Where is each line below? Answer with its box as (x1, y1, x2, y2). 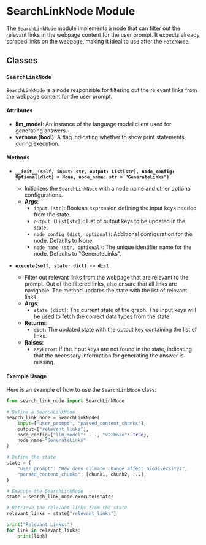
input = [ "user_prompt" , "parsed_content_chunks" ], (17, 420, 147, 427)
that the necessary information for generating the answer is (33, 352, 184, 359)
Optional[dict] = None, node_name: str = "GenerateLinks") (15, 174, 170, 180)
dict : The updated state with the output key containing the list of (33, 326, 197, 333)
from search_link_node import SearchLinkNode (6, 398, 124, 404)
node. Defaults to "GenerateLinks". (33, 250, 121, 257)
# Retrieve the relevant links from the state (6, 505, 128, 511)
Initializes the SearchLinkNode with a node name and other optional (24, 185, 192, 192)
